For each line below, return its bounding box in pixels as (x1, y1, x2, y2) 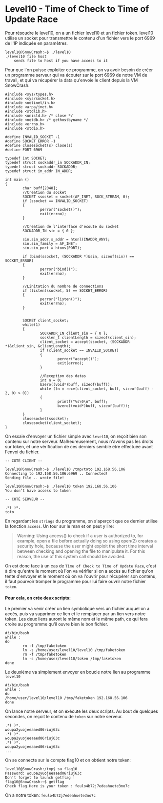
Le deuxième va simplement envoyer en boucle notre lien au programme (5, 669, 151, 675)
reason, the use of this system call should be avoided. (17, 553, 126, 559)
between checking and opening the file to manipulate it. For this (17, 548, 145, 554)
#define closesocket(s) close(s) (5, 143, 73, 148)
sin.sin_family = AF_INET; (22, 241, 78, 246)
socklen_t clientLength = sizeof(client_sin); (40, 335, 137, 340)
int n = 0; (40, 378, 62, 382)
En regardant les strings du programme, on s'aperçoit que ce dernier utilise (5, 518, 158, 524)
